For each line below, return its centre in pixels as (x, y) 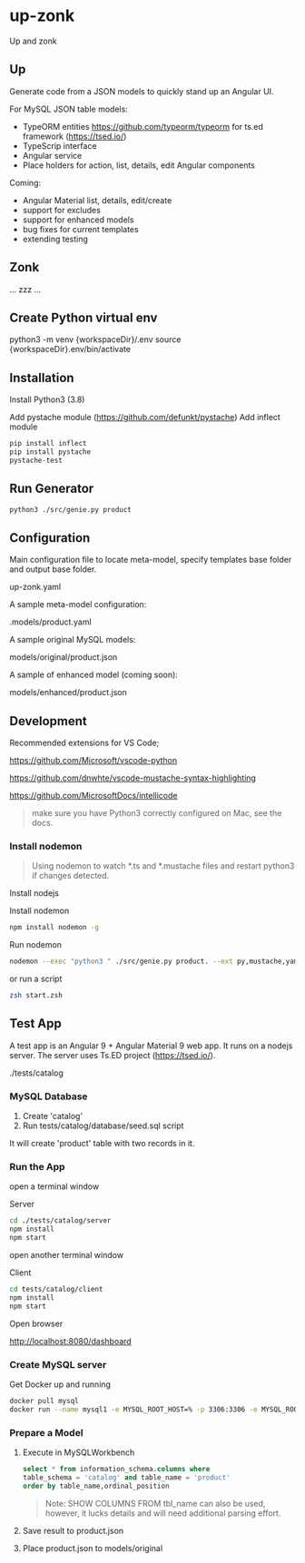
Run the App (37, 1167)
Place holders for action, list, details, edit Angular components (139, 165)
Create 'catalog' (53, 1116)
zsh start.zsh (36, 996)
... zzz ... (25, 289)
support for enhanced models (78, 220)
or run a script (36, 979)
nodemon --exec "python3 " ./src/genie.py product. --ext (121, 962)
